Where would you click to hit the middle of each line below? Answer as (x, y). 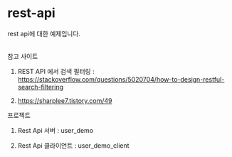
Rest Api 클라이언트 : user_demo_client (73, 145)
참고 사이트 (23, 56)
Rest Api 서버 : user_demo (56, 130)
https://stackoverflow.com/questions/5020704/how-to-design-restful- (121, 79)
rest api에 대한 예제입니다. (44, 33)
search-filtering (41, 87)
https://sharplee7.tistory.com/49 (65, 100)
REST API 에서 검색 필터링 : (56, 71)
